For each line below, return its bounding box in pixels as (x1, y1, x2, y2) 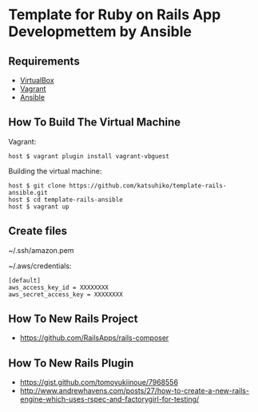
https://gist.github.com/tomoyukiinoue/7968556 (19, 378, 178, 387)
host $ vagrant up (8, 202, 69, 211)
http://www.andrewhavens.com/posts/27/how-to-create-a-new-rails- (19, 386, 250, 396)
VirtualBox (19, 76, 54, 85)
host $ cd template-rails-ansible (8, 196, 124, 204)
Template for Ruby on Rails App (8, 6, 221, 24)
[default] (8, 276, 42, 284)
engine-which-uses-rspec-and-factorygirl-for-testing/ (19, 394, 200, 404)
